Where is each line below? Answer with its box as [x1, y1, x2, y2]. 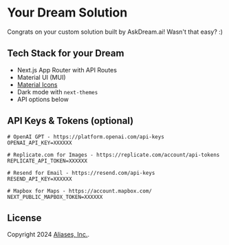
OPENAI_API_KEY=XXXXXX [7, 139, 72, 146]
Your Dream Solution [7, 5, 128, 21]
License [7, 212, 42, 224]
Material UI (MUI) [17, 73, 67, 81]
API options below [17, 95, 69, 103]
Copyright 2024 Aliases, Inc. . [7, 231, 89, 239]
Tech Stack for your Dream [7, 47, 124, 59]
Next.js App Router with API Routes [17, 65, 117, 74]
